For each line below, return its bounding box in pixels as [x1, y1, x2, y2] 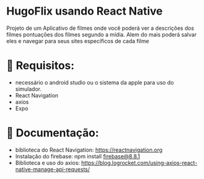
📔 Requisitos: [6, 59, 75, 72]
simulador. [15, 85, 42, 93]
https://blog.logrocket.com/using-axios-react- [81, 159, 197, 166]
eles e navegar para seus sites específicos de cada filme [6, 37, 150, 44]
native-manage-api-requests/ [15, 166, 90, 173]
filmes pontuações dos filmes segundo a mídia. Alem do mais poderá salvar [6, 30, 197, 38]
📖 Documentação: [6, 126, 100, 140]
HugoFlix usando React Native [6, 4, 163, 18]
